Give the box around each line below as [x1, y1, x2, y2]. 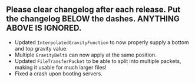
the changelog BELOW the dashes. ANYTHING [6, 14, 180, 24]
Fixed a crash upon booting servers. [14, 70, 103, 77]
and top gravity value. [14, 45, 68, 52]
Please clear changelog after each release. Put [6, 5, 181, 15]
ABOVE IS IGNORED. [6, 23, 82, 33]
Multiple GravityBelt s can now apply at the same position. [14, 51, 157, 58]
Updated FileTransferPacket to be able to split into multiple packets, [14, 57, 181, 64]
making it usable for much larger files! [14, 64, 107, 71]
